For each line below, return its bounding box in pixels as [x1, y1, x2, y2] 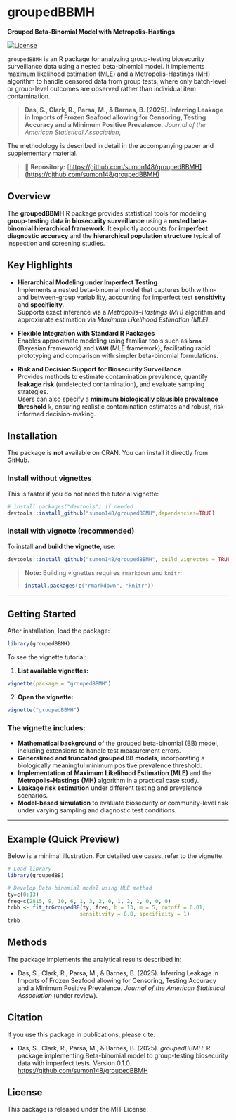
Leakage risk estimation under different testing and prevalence [17, 784, 202, 792]
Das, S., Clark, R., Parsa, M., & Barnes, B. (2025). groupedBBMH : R [17, 1043, 211, 1052]
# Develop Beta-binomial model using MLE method [7, 884, 152, 892]
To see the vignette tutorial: [7, 653, 87, 661]
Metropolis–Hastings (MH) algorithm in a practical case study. [17, 777, 199, 785]
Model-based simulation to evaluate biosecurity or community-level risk [17, 798, 228, 808]
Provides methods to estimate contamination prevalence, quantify [17, 372, 209, 381]
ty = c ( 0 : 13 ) [7, 891, 39, 898]
